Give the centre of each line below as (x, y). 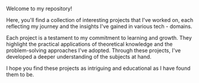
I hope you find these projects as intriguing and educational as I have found (98, 68)
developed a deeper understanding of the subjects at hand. (79, 57)
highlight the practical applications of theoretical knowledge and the (89, 44)
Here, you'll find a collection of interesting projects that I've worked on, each (100, 20)
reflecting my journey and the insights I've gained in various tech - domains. (99, 26)
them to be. (20, 74)
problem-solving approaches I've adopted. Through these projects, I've (94, 50)
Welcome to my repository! (39, 9)
